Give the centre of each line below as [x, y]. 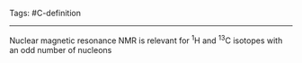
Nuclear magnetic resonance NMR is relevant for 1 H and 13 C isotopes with [146, 40]
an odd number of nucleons [61, 49]
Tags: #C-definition [45, 13]
